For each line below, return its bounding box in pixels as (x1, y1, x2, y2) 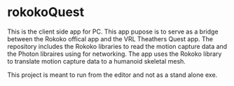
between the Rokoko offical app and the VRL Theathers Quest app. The (7, 34, 214, 43)
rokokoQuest (7, 4, 85, 20)
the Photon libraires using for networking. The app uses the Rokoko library (7, 50, 222, 58)
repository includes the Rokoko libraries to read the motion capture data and (7, 42, 228, 50)
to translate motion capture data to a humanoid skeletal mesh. (7, 57, 186, 65)
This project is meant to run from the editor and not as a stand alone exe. (7, 71, 218, 79)
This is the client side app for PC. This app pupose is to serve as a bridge (7, 27, 219, 36)
